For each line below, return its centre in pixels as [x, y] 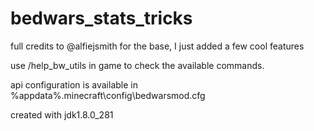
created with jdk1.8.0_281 [62, 114]
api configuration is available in [74, 84]
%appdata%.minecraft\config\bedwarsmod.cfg [108, 95]
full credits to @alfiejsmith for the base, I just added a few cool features [157, 46]
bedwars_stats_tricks [101, 18]
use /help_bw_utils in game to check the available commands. [137, 65]
